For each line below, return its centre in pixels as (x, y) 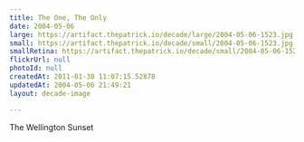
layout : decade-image (50, 93)
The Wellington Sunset (52, 127)
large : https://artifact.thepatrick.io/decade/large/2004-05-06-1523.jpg (152, 34)
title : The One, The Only (58, 18)
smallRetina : (34, 52)
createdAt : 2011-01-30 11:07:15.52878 (82, 77)
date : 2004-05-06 (42, 26)
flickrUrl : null (40, 60)
